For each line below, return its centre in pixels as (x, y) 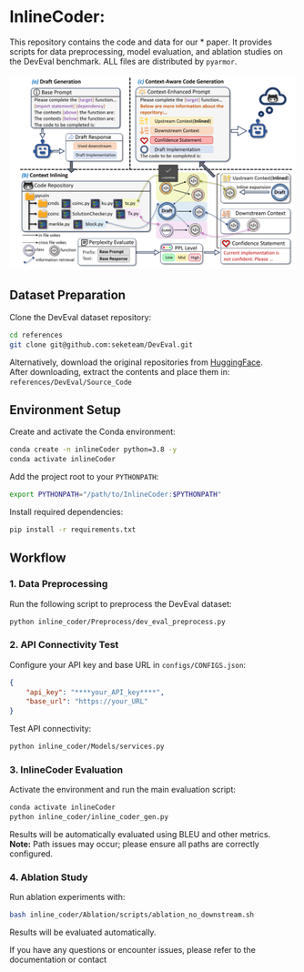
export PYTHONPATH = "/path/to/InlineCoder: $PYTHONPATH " (116, 495)
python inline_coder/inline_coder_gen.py (89, 817)
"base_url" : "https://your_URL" (87, 702)
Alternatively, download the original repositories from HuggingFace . (137, 362)
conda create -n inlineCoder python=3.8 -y (93, 450)
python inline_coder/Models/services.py (87, 747)
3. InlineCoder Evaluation (66, 769)
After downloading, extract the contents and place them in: (120, 371)
